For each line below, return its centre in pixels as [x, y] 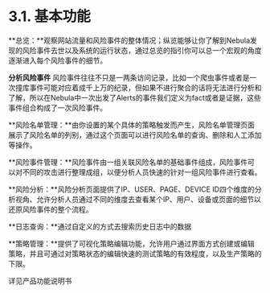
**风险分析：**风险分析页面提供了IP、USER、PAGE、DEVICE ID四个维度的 [131, 189]
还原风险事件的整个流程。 [51, 209]
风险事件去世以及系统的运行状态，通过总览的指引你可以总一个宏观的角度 [142, 50]
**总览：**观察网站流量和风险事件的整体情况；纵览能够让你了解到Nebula [129, 40]
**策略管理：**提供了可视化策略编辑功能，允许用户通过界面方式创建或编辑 [132, 243]
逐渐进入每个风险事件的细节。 [57, 60]
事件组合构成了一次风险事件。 [57, 107]
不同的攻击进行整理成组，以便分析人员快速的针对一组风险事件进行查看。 [142, 172]
